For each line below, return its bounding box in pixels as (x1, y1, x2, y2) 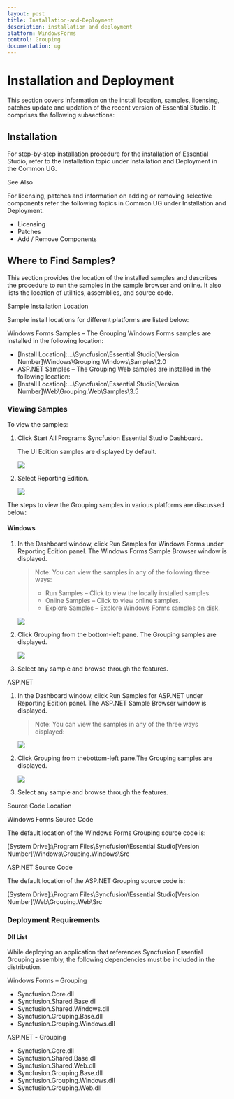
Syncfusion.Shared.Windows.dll (17, 1005, 110, 1013)
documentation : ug (7, 43, 61, 50)
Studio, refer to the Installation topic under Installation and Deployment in (7, 157, 218, 165)
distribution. (7, 963, 42, 971)
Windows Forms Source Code (7, 815, 94, 824)
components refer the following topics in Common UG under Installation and (7, 198, 226, 207)
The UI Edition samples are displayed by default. (17, 447, 157, 456)
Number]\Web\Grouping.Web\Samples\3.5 (17, 387, 139, 395)
